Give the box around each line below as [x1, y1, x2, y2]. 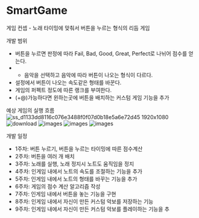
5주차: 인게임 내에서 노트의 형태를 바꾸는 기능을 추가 [14, 175, 137, 182]
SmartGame [6, 4, 68, 17]
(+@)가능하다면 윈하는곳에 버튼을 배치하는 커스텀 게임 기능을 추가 [14, 94, 170, 101]
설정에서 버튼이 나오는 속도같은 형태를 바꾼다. [14, 79, 122, 86]
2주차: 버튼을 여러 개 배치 [14, 152, 75, 160]
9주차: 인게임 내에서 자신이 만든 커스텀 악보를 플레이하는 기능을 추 [14, 205, 170, 213]
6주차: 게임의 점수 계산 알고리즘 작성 [14, 182, 101, 190]
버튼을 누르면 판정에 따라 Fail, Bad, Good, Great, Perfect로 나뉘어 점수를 [14, 49, 188, 57]
